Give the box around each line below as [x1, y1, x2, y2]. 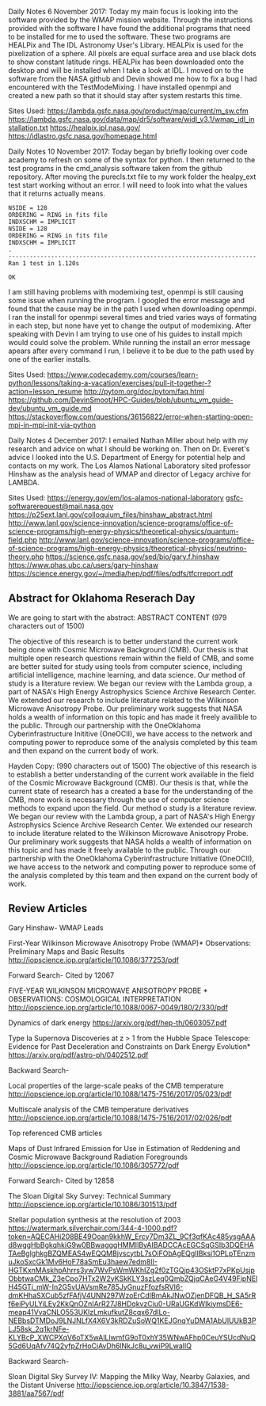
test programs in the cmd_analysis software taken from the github [8, 164, 223, 173]
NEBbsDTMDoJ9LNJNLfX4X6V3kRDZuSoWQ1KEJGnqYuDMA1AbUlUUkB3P [8, 1316, 256, 1325]
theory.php [8, 552, 44, 561]
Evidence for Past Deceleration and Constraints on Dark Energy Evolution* [8, 1041, 251, 1051]
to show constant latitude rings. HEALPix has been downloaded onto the [8, 57, 244, 66]
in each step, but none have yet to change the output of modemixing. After [8, 321, 252, 330]
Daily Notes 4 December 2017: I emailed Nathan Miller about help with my [8, 435, 249, 445]
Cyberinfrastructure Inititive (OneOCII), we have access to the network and [8, 728, 253, 739]
